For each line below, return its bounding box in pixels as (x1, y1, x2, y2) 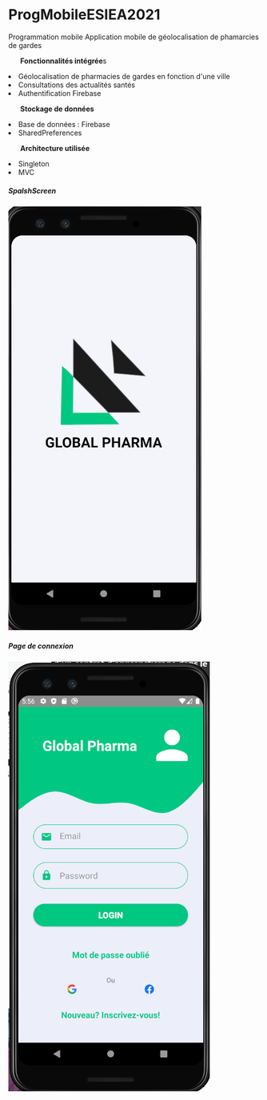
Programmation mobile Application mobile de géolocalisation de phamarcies (8, 32, 260, 42)
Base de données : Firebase (18, 119, 110, 129)
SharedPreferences (18, 128, 82, 137)
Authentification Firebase (18, 88, 102, 98)
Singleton (18, 158, 50, 169)
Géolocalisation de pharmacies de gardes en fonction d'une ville (18, 71, 230, 81)
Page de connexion (8, 641, 74, 651)
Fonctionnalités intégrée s (19, 56, 107, 66)
